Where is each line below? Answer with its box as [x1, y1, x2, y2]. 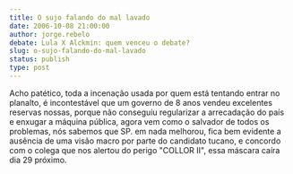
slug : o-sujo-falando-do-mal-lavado [9, 47, 146, 56]
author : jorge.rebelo [9, 30, 90, 39]
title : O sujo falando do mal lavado [9, 13, 151, 22]
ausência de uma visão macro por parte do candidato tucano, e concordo [9, 135, 281, 146]
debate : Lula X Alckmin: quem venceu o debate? [9, 38, 191, 48]
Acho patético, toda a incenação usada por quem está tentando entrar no [9, 87, 280, 99]
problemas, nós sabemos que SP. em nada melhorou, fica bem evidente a [9, 126, 281, 136]
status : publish [9, 55, 70, 64]
